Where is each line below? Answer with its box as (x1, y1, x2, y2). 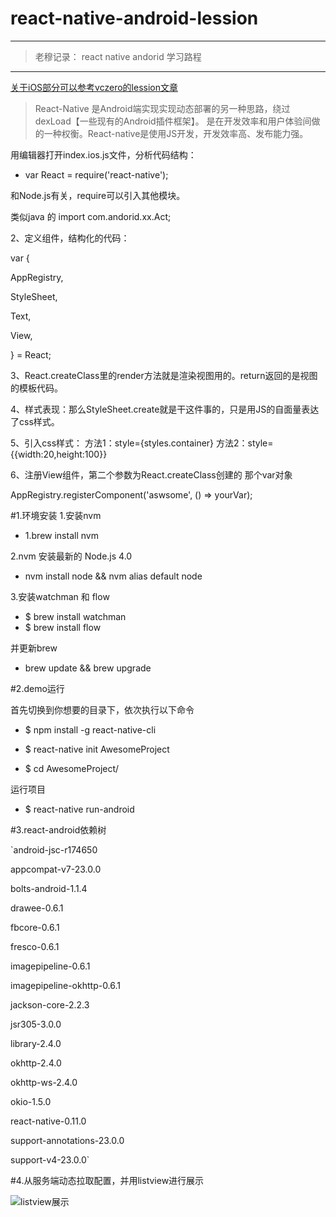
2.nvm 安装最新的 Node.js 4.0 (10, 550, 133, 562)
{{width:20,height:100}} (10, 448, 108, 460)
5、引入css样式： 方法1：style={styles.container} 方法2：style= (10, 437, 274, 449)
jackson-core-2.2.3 (10, 998, 90, 1011)
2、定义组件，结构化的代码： (10, 232, 130, 244)
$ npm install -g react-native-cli (24, 723, 157, 736)
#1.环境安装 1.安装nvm (10, 509, 102, 521)
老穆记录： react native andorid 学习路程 (34, 50, 202, 62)
